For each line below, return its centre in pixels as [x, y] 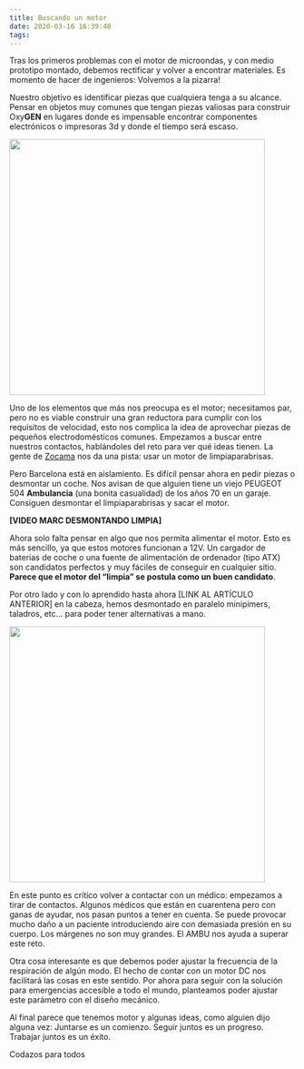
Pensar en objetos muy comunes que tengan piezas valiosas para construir [150, 107]
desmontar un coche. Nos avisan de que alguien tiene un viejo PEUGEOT [146, 484]
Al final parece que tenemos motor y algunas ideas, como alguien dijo [140, 1018]
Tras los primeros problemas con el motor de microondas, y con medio [142, 61]
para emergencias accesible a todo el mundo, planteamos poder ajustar [144, 990]
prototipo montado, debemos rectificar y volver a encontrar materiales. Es [147, 70]
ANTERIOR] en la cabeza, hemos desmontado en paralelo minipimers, [140, 604]
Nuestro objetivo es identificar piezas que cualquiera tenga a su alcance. [146, 97]
